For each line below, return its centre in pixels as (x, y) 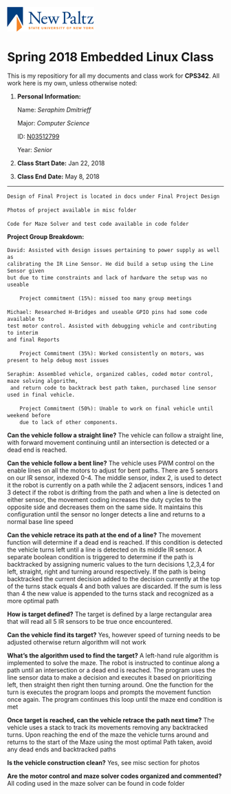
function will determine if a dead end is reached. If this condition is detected (115, 543)
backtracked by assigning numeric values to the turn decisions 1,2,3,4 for (111, 565)
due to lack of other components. (69, 423)
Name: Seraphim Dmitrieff (54, 110)
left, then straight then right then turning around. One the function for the (110, 685)
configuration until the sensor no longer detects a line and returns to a (106, 514)
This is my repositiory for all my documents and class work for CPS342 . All (113, 76)
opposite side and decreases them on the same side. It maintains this (105, 507)
